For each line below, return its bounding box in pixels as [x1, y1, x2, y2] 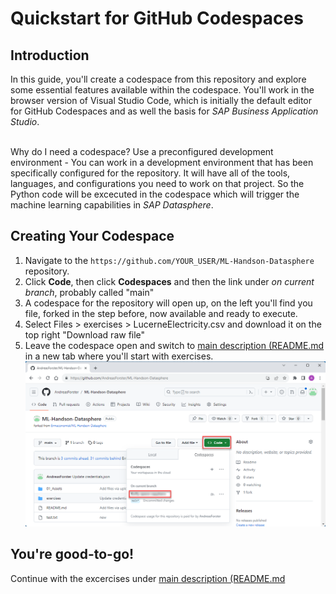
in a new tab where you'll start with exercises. [24, 350, 214, 362]
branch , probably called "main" [24, 286, 155, 298]
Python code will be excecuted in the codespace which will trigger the [10, 188, 300, 200]
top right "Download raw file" [24, 328, 146, 341]
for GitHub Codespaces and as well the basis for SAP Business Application [10, 105, 319, 117]
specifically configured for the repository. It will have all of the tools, [10, 167, 291, 179]
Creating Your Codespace [10, 228, 175, 245]
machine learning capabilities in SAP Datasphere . [10, 199, 214, 211]
